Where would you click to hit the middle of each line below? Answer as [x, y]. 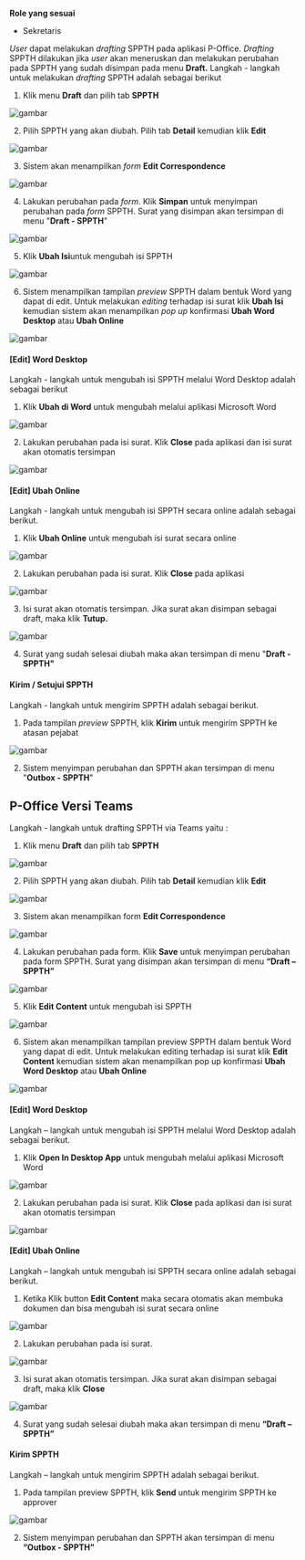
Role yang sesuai [42, 13]
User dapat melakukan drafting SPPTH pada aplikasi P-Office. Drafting [142, 48]
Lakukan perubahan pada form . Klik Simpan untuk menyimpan [140, 201]
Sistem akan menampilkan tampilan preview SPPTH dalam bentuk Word [157, 1042]
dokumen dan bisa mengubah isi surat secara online [121, 1308]
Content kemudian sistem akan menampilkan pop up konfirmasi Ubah [154, 1062]
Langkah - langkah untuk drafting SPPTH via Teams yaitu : [119, 828]
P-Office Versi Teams [71, 806]
